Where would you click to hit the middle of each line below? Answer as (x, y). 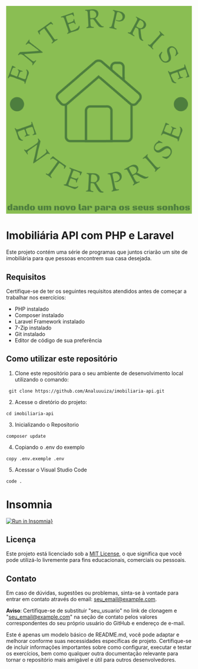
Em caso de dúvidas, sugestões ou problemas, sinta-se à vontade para (92, 593)
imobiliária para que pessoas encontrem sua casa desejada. (79, 258)
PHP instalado (32, 309)
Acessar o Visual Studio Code (51, 470)
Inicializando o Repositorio (47, 424)
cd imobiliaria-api (30, 413)
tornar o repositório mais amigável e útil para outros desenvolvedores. (91, 660)
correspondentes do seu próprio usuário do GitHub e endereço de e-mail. (96, 623)
